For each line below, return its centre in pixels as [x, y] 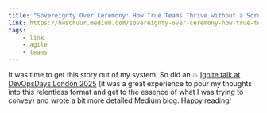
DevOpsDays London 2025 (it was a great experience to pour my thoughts [130, 83]
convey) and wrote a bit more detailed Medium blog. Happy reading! [120, 100]
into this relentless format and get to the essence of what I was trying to [126, 92]
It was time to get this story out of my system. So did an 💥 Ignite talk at [124, 75]
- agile [35, 45]
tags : [17, 30]
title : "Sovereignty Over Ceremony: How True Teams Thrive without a [126, 15]
